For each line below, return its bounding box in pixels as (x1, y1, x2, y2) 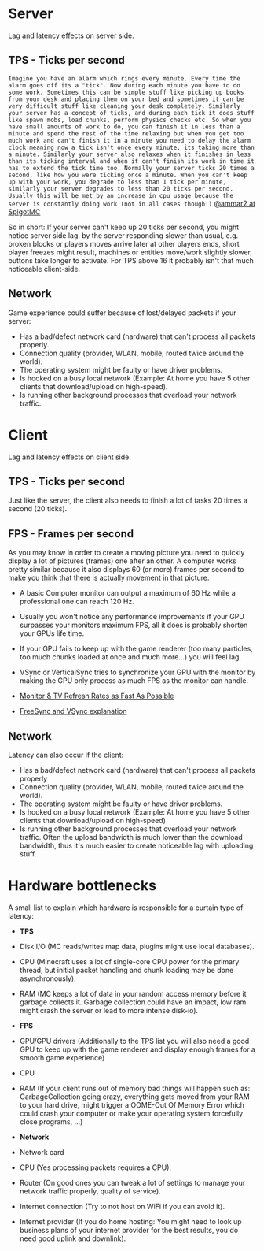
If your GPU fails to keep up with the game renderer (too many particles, (19, 644, 253, 654)
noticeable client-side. (8, 264, 81, 273)
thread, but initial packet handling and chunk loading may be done (19, 965, 234, 974)
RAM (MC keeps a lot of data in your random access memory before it (19, 989, 247, 998)
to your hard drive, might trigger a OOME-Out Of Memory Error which (19, 1100, 245, 1109)
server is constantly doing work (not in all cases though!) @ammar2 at (8, 199, 256, 208)
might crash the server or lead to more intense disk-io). (19, 1005, 199, 1015)
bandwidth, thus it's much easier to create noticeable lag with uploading (19, 841, 254, 850)
